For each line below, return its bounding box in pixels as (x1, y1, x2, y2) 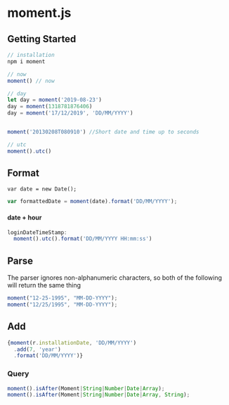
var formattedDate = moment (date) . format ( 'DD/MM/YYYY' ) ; (7, 198, 178, 205)
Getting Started (7, 33, 77, 45)
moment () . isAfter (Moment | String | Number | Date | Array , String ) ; (7, 392, 190, 399)
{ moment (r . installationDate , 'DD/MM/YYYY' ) (7, 339, 137, 346)
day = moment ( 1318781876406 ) (7, 103, 93, 110)
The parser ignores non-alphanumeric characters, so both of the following (7, 274, 223, 282)
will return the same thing (7, 281, 81, 290)
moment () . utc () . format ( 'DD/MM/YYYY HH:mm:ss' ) (13, 236, 152, 243)
